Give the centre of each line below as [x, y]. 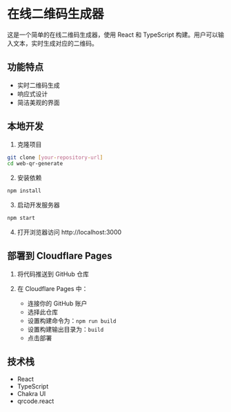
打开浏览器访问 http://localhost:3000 [69, 232]
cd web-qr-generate [35, 164]
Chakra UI [31, 393]
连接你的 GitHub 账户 [57, 303]
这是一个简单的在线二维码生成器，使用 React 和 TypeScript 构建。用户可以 [113, 35]
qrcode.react [36, 401]
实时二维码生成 [38, 85]
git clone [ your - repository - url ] [55, 157]
